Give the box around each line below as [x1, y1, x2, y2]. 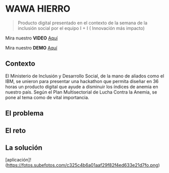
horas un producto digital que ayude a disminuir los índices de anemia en [5, 83, 158, 90]
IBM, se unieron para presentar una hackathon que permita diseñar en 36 [5, 78, 159, 84]
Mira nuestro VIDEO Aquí [5, 35, 58, 41]
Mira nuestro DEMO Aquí [5, 45, 57, 51]
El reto [5, 126, 26, 135]
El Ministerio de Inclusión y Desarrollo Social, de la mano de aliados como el [5, 73, 164, 79]
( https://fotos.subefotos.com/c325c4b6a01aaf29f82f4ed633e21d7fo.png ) [5, 162, 160, 168]
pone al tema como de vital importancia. [5, 94, 90, 100]
